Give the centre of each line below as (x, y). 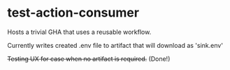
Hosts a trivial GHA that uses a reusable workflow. (79, 32)
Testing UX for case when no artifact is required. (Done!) (89, 59)
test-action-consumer (73, 13)
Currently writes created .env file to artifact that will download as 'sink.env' (115, 45)
